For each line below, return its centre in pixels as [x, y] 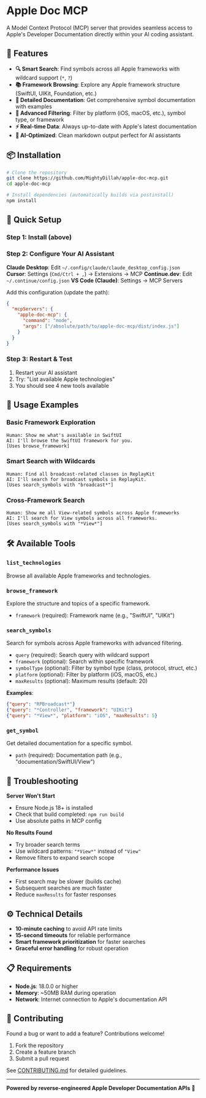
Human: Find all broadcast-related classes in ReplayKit [81, 474]
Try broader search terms [48, 845]
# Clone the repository [37, 173]
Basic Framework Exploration [51, 423]
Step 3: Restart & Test [39, 359]
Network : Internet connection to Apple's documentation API [91, 999]
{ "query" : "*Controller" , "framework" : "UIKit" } [70, 710]
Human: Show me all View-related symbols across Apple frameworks [93, 513]
